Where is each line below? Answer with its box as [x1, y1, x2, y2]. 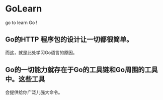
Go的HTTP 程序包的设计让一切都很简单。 [5, 35, 133, 44]
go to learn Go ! [5, 19, 38, 25]
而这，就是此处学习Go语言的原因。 [5, 49, 77, 55]
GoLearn [5, 3, 42, 14]
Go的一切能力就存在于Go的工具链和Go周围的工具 [5, 65, 158, 74]
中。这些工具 [5, 75, 45, 83]
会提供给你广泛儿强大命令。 [5, 89, 63, 95]
